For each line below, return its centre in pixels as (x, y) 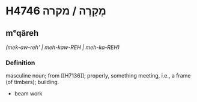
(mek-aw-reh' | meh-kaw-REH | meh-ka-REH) (63, 47)
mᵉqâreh (22, 33)
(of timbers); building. (32, 82)
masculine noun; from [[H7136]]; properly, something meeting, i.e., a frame (98, 76)
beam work (28, 94)
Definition (20, 63)
